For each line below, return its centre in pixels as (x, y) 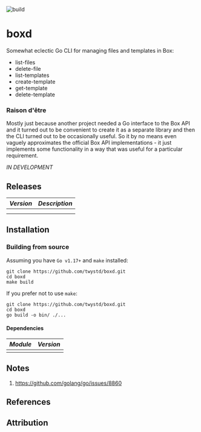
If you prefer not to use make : (42, 293)
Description (55, 204)
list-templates (32, 75)
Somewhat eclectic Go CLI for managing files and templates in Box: (90, 50)
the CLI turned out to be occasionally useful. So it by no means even (91, 136)
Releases (24, 186)
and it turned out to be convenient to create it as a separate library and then (101, 130)
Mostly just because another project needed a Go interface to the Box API (98, 124)
